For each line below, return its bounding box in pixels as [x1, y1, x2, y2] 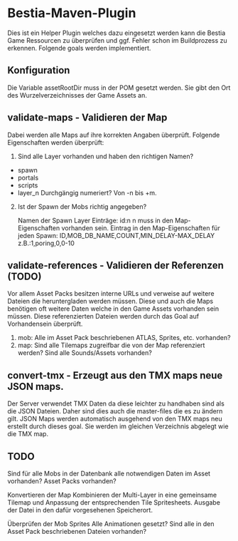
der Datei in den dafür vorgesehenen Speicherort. [7, 506, 153, 514]
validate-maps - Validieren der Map [7, 112, 168, 124]
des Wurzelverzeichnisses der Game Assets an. [7, 91, 148, 99]
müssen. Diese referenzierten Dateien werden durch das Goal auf [7, 312, 200, 321]
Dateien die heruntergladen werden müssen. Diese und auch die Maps [7, 297, 214, 306]
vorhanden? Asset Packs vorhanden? [7, 477, 117, 485]
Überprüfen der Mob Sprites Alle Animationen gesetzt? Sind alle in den [7, 520, 215, 528]
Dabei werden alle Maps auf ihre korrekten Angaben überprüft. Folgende [7, 130, 220, 139]
